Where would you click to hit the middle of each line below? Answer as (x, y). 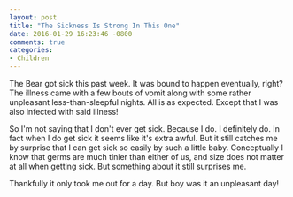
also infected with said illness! (64, 112)
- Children (29, 58)
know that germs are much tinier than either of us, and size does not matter (147, 157)
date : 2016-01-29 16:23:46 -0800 (71, 34)
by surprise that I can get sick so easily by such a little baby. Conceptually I (146, 148)
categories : (31, 50)
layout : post (33, 17)
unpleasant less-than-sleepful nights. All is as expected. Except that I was (144, 102)
